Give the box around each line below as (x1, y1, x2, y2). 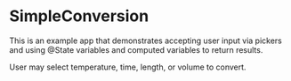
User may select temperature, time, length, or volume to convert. (9, 62, 247, 72)
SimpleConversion (9, 6, 150, 26)
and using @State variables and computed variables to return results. (9, 44, 263, 55)
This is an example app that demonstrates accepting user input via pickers (9, 35, 283, 46)
